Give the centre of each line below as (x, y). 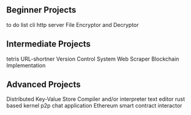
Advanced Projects (43, 85)
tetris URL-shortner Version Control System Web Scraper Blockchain (93, 59)
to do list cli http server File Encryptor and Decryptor (73, 24)
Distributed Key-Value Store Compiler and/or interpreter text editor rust (96, 99)
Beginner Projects (41, 10)
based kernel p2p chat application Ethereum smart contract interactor (94, 106)
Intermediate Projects (48, 44)
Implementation (26, 65)
